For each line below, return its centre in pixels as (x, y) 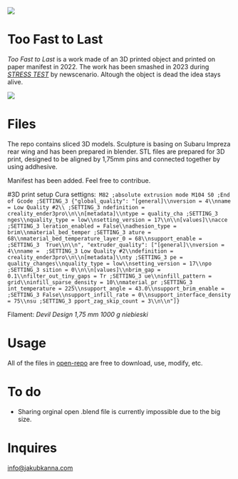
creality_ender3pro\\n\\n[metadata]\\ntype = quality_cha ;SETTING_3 (113, 213)
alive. (15, 81)
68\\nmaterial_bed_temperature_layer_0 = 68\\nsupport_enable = (105, 238)
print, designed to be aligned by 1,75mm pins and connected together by (114, 159)
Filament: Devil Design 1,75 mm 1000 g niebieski (78, 314)
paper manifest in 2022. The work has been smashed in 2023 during (108, 66)
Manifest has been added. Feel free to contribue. (79, 180)
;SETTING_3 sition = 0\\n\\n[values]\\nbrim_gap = (84, 270)
